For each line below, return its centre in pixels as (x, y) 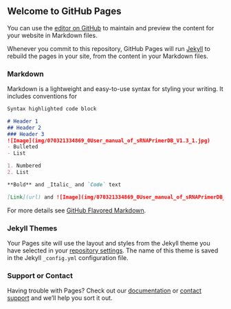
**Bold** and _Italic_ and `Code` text (64, 185)
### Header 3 (26, 134)
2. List (18, 172)
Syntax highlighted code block (52, 109)
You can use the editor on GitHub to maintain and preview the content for (111, 28)
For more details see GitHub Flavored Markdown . (77, 210)
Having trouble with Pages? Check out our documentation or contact (104, 291)
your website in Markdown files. (52, 35)
